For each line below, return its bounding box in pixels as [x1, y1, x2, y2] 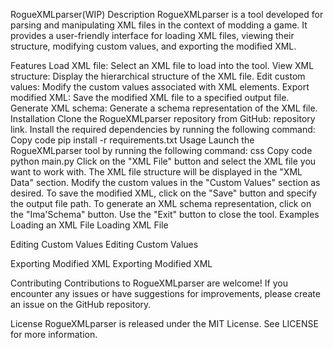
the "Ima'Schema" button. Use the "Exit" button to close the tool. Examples [10, 209, 320, 220]
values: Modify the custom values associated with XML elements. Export [10, 81, 310, 93]
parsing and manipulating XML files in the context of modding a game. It [10, 19, 308, 31]
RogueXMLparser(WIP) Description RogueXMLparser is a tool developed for [10, 9, 324, 20]
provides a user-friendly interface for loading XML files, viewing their [10, 30, 295, 41]
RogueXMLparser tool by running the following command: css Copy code [10, 145, 313, 156]
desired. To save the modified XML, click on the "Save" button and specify [10, 187, 317, 199]
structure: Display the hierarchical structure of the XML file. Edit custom [10, 70, 306, 82]
